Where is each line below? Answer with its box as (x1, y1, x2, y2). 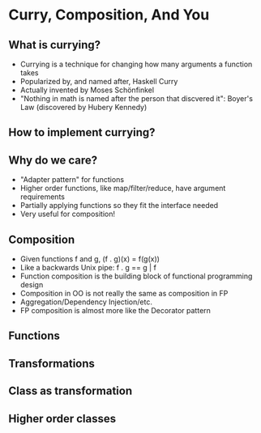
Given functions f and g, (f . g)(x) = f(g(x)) (19, 254, 160, 264)
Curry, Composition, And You (8, 6, 210, 24)
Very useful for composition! (19, 209, 116, 219)
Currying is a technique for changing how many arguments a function (19, 59, 253, 69)
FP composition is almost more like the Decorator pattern (19, 306, 211, 316)
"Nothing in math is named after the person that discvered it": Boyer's (19, 94, 254, 103)
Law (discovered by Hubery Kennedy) (19, 103, 148, 112)
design (19, 280, 44, 290)
